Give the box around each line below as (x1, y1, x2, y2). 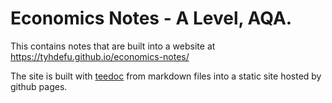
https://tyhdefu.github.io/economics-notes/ (10, 50, 190, 62)
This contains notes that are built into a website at (10, 40, 216, 52)
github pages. (10, 80, 68, 92)
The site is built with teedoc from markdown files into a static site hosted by (10, 70, 322, 82)
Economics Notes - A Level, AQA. (10, 7, 293, 30)
